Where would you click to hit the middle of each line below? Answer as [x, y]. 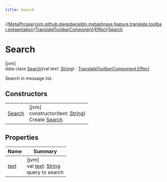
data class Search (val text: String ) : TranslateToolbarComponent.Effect [77, 68]
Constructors [26, 93]
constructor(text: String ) [57, 114]
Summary [45, 152]
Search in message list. [29, 78]
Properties [22, 137]
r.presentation [19, 29]
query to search [45, 173]
